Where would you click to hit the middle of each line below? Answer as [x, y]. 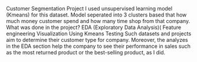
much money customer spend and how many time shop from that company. [98, 21]
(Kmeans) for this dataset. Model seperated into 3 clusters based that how [96, 15]
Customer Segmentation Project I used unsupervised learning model [89, 9]
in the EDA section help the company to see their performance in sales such [98, 46]
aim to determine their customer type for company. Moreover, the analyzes [97, 40]
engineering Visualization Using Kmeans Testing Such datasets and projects [99, 34]
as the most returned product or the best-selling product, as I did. [86, 52]
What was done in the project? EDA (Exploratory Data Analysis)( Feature [94, 27]
